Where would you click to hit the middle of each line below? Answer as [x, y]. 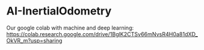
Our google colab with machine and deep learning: [70, 28]
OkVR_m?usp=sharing [35, 40]
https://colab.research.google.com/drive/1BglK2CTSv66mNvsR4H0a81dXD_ [102, 34]
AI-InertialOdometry [59, 11]
